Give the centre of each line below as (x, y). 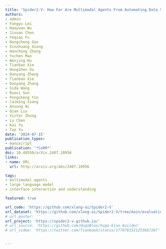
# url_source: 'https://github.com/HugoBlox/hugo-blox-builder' (73, 226)
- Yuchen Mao (19, 56)
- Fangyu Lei (19, 24)
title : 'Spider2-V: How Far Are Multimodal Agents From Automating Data (82, 10)
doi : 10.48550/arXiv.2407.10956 (38, 153)
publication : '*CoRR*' (28, 148)
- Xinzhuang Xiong (24, 47)
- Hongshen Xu (20, 70)
